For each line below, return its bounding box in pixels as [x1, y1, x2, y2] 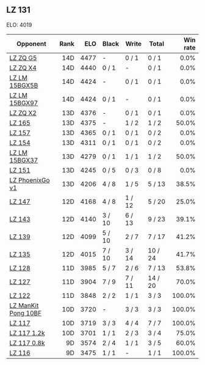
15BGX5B [9, 81, 38, 89]
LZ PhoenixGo [9, 175, 50, 184]
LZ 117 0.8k [9, 339, 45, 347]
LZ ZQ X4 [9, 64, 37, 72]
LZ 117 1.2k [9, 328, 45, 337]
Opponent [16, 39, 47, 48]
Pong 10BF [9, 309, 41, 317]
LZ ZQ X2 [9, 108, 37, 117]
